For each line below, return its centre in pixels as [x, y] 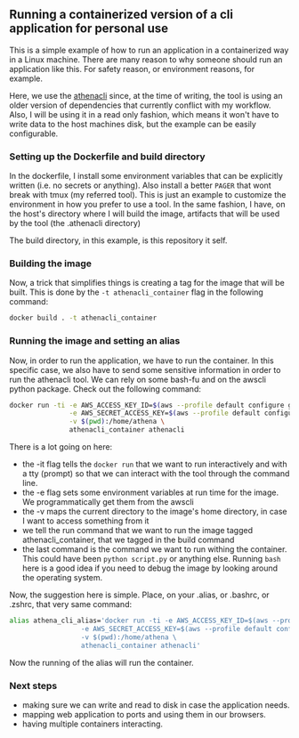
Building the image [50, 264]
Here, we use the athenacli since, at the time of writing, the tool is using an [146, 95]
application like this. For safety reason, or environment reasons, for [132, 69]
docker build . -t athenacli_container [83, 318]
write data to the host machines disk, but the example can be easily [133, 124]
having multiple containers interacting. [92, 724]
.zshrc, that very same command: [71, 604]
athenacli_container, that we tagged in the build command [128, 540]
